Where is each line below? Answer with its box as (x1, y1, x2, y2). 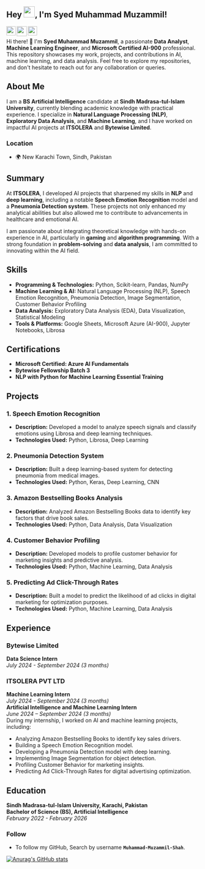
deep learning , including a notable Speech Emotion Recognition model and (6, 196, 198, 203)
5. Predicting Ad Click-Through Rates (6, 578, 119, 586)
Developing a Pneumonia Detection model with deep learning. (15, 748, 171, 756)
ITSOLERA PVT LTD (6, 677, 65, 685)
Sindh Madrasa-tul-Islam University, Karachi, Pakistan (6, 802, 148, 809)
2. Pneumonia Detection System (6, 451, 104, 460)
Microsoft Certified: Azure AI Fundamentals (15, 360, 129, 368)
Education (6, 785, 47, 796)
